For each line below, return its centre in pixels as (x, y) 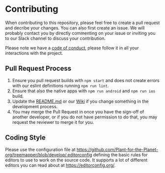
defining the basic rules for (120, 155)
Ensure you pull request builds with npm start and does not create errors (86, 80)
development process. (35, 106)
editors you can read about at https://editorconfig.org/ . (60, 165)
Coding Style (25, 138)
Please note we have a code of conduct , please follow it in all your (72, 48)
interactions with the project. (34, 53)
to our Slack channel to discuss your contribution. (55, 38)
